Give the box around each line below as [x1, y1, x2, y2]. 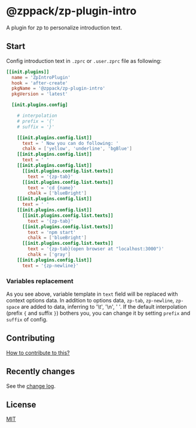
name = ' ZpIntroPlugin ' [11, 74, 71, 80]
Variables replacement [6, 277, 73, 285]
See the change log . [6, 382, 56, 390]
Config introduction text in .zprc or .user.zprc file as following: [6, 57, 162, 64]
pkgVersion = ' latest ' [11, 91, 68, 97]
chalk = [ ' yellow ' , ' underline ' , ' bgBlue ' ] [22, 145, 133, 152]
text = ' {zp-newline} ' [22, 262, 79, 269]
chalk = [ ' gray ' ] [27, 251, 71, 257]
